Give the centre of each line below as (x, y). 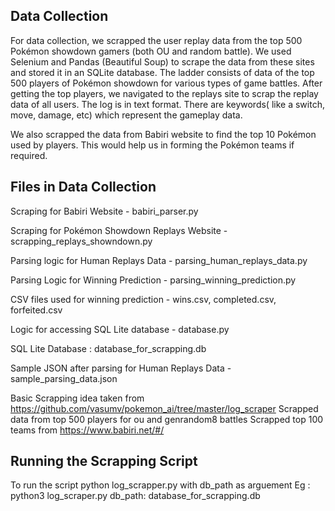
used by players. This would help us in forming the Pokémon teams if (152, 145)
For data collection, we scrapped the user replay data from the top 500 (156, 40)
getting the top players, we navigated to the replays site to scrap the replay (164, 93)
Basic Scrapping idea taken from (77, 398)
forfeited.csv (36, 310)
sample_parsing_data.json (64, 378)
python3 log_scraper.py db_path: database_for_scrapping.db (135, 496)
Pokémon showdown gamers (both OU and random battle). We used (151, 51)
